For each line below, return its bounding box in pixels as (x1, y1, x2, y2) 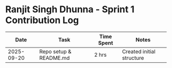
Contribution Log (5, 14, 79, 26)
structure (122, 54, 144, 61)
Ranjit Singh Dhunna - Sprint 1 (5, 4, 135, 15)
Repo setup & (39, 48, 72, 55)
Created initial (122, 48, 156, 55)
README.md (39, 54, 70, 61)
